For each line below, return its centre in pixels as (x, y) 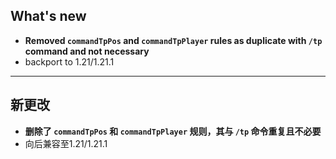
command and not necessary (87, 51)
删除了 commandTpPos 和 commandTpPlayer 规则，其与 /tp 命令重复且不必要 (173, 131)
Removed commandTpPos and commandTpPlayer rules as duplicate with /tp (173, 40)
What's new (48, 16)
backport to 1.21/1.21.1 (69, 61)
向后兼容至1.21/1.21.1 (66, 143)
